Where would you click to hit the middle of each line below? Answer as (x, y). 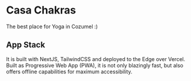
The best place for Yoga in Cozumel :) (52, 26)
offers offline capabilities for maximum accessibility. (69, 72)
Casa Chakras (41, 10)
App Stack (26, 45)
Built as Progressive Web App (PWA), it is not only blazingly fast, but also (95, 65)
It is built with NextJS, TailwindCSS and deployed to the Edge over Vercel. (96, 59)
